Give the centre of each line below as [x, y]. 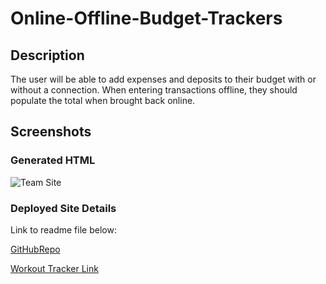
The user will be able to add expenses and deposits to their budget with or [163, 79]
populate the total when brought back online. [103, 100]
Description [47, 55]
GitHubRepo [35, 249]
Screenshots [51, 132]
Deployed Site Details [63, 208]
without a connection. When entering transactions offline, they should [154, 90]
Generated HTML [53, 160]
